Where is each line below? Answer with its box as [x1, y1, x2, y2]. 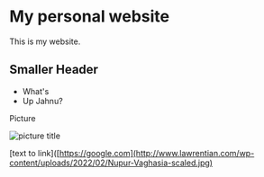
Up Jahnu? [22, 95, 63, 106]
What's [22, 85, 50, 96]
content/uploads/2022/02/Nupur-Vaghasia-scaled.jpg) [9, 157, 214, 168]
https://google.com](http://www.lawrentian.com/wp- [59, 147, 255, 158]
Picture [9, 112, 36, 123]
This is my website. [9, 36, 81, 47]
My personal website [9, 6, 170, 27]
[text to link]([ [9, 147, 60, 158]
